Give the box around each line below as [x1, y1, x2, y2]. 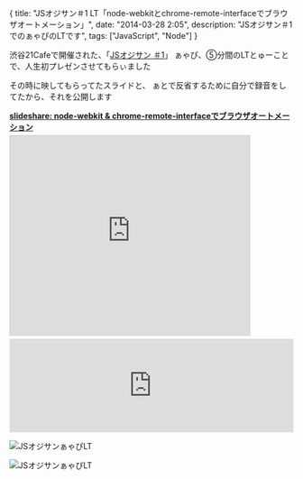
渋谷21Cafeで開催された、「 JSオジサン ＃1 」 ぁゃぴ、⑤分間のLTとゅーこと [9, 50, 289, 60]
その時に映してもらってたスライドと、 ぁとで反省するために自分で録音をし [9, 80, 287, 90]
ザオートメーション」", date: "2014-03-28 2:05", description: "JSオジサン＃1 [9, 19, 293, 30]
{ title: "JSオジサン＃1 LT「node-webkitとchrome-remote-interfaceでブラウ [9, 8, 289, 18]
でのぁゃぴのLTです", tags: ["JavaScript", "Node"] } [9, 31, 198, 41]
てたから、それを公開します [9, 91, 113, 102]
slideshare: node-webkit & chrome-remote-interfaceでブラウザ [9, 111, 251, 121]
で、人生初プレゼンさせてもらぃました [9, 61, 151, 71]
